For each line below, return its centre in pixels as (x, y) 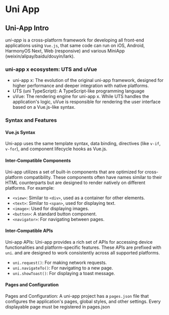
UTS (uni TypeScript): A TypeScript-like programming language (78, 91)
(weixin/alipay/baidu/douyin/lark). (40, 56)
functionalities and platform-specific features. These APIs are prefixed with (83, 247)
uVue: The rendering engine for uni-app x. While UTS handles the (81, 97)
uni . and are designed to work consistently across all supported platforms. (82, 253)
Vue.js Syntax (20, 132)
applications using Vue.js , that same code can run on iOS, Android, (75, 46)
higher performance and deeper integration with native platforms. (80, 86)
